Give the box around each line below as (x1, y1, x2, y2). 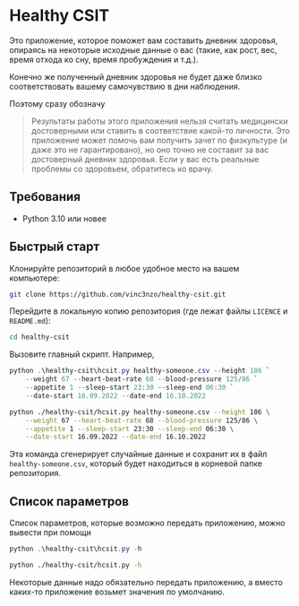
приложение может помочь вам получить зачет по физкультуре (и (30, 134, 288, 145)
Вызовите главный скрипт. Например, (9, 349, 155, 359)
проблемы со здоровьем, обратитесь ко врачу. (30, 163, 213, 174)
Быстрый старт (9, 239, 100, 255)
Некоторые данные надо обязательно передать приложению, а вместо (9, 576, 284, 587)
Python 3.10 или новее (21, 212, 107, 224)
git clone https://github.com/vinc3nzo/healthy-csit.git (9, 290, 226, 299)
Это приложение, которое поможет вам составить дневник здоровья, (9, 35, 278, 46)
